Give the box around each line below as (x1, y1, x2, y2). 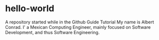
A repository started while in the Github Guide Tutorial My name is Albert (5, 19, 155, 25)
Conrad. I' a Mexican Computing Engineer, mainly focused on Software (5, 24, 151, 30)
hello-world (5, 3, 55, 14)
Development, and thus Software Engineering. (5, 29, 100, 35)
